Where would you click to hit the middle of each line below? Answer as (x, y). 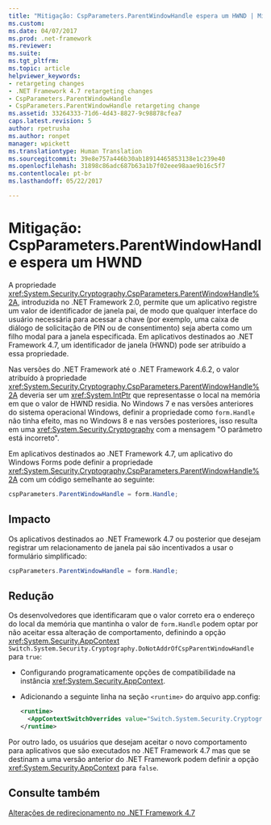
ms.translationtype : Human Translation (75, 151)
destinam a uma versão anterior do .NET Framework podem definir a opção (134, 759)
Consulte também (54, 793)
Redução (31, 596)
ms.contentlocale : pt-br (50, 174)
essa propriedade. (39, 353)
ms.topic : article (39, 69)
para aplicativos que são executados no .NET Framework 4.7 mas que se (129, 750)
